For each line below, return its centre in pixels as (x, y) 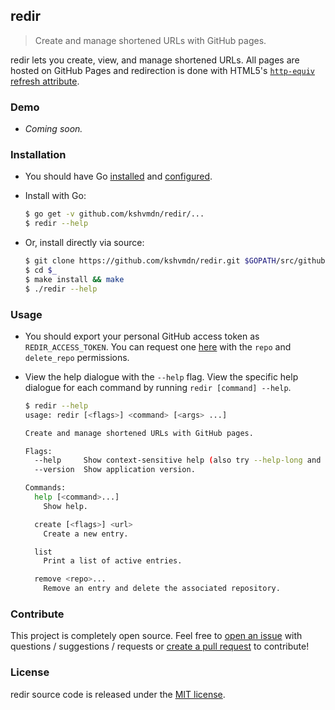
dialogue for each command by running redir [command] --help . (158, 387)
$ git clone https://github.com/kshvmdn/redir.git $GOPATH (150, 261)
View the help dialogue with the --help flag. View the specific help (161, 376)
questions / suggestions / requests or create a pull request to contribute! (160, 646)
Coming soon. (53, 129)
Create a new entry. (86, 534)
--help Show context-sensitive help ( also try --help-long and (178, 460)
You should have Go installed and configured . (118, 176)
